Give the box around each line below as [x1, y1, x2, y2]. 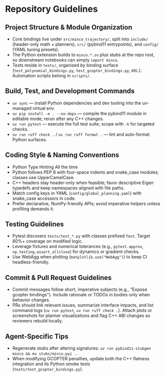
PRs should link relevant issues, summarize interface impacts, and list [12, 302, 154, 308]
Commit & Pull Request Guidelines [5, 273, 112, 282]
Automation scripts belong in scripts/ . [12, 73, 91, 78]
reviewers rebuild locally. [12, 318, 63, 324]
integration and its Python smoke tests [12, 361, 90, 367]
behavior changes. [12, 297, 50, 303]
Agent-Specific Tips [5, 332, 69, 341]
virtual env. [33, 105, 55, 111]
